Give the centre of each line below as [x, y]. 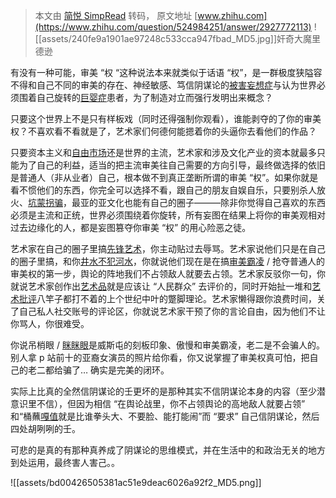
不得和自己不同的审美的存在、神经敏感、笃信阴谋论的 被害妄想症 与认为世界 [163, 85]
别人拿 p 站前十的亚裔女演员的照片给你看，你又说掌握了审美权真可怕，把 [160, 357]
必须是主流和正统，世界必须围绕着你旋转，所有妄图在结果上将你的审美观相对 [168, 215]
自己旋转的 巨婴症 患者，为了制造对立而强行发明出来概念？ [154, 97]
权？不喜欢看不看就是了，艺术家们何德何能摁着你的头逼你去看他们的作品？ [163, 131]
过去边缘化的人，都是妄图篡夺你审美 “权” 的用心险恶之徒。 [131, 227]
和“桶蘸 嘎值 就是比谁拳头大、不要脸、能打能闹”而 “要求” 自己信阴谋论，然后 [165, 416]
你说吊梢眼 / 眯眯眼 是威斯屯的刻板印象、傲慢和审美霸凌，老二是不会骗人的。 [167, 345]
